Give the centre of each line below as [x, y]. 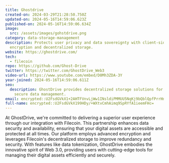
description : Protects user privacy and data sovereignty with [73, 43]
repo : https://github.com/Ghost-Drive [46, 66]
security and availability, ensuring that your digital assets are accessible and [84, 128]
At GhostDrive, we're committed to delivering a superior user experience [80, 118]
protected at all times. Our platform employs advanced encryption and [78, 134]
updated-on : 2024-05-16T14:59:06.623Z [46, 19]
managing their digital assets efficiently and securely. [60, 155]
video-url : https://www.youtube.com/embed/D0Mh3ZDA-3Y [64, 75]
